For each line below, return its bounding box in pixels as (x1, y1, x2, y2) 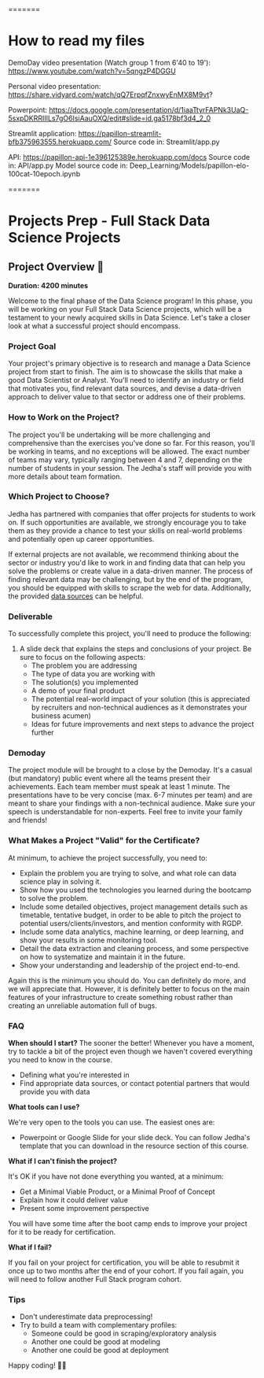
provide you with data (19, 1087, 90, 1097)
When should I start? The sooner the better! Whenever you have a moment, (8, 1039, 255, 1048)
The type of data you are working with (31, 669, 156, 679)
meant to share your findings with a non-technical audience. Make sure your (8, 798, 255, 808)
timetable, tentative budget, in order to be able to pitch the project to (19, 910, 242, 920)
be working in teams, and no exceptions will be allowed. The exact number (8, 446, 250, 456)
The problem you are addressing (31, 661, 137, 670)
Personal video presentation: (8, 81, 101, 91)
